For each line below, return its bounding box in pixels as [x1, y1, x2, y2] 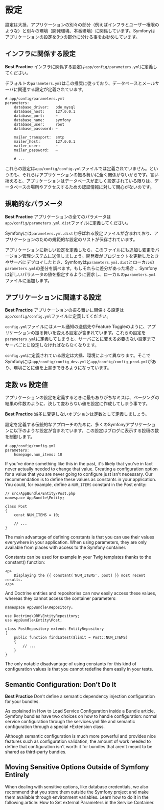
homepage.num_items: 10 [14, 452, 63, 457]
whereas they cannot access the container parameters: [5, 595, 117, 601]
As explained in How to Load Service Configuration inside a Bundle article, [5, 708, 155, 714]
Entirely [5, 771, 29, 779]
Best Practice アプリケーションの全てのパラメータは [5, 214, 111, 219]
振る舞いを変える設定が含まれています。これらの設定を [35, 330, 146, 336]
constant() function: [5, 559, 45, 565]
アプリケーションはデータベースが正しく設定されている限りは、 [26, 178, 155, 184]
